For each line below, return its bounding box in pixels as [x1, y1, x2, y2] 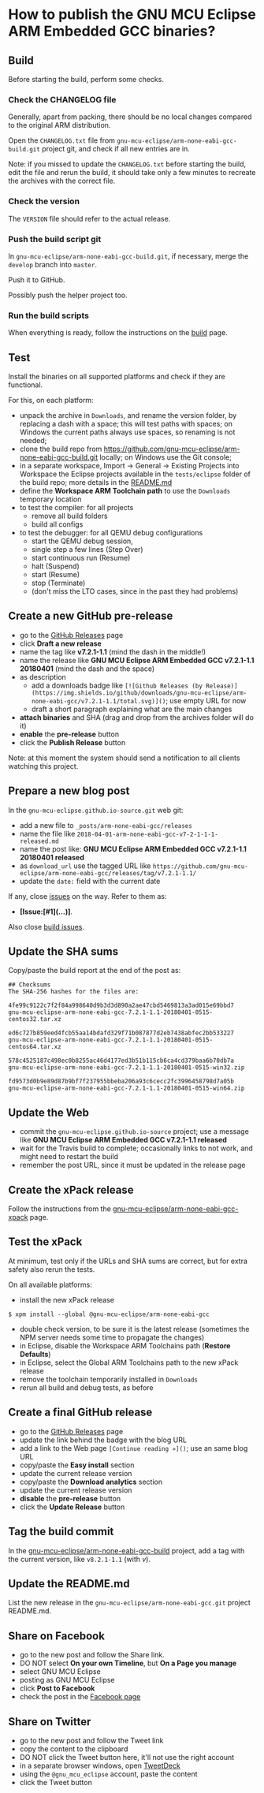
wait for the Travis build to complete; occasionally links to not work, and [19, 1143, 254, 1153]
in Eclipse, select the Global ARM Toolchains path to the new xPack [19, 1358, 239, 1367]
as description [19, 672, 67, 681]
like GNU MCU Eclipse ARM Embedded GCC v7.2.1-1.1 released [19, 1135, 227, 1145]
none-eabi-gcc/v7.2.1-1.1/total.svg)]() [31, 697, 166, 705]
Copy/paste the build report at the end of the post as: [8, 966, 181, 975]
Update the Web [8, 1105, 89, 1119]
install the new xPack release [19, 1295, 114, 1304]
